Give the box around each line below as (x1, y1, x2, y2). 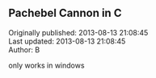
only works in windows (8, 60, 85, 70)
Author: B (8, 44, 40, 55)
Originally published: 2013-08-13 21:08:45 (8, 27, 149, 37)
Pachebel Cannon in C (8, 6, 122, 20)
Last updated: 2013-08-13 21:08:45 (8, 36, 126, 46)
